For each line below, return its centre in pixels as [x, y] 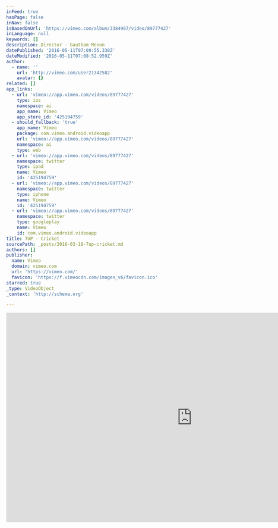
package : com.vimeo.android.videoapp [64, 134]
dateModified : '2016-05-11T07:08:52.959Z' [59, 56]
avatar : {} [30, 78]
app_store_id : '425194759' [50, 117]
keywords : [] [22, 39]
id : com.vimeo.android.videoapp [57, 233]
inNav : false [22, 23]
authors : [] [21, 250]
